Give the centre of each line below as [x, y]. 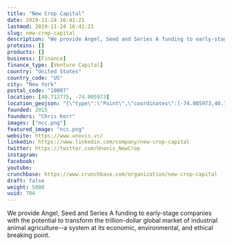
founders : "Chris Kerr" [41, 116]
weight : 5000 [26, 187]
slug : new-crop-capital [41, 33]
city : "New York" [32, 84]
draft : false [26, 180]
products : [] [26, 53]
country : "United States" [44, 71]
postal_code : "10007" [38, 91]
